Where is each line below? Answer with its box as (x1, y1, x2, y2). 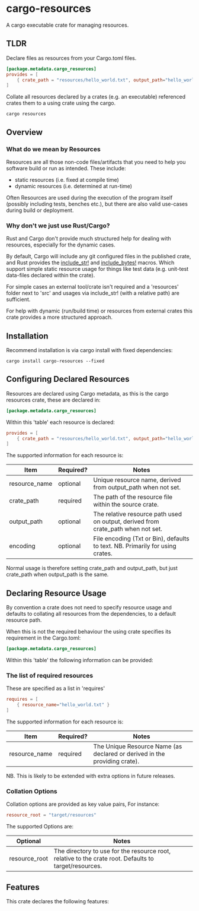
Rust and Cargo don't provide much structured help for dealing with (6, 235, 172, 242)
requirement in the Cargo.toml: (6, 634, 81, 641)
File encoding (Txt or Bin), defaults (93, 534, 190, 543)
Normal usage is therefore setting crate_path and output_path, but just (6, 565, 178, 572)
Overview (6, 127, 43, 137)
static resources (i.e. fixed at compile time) (14, 176, 120, 183)
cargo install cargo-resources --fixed (6, 358, 105, 364)
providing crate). (93, 757, 140, 765)
